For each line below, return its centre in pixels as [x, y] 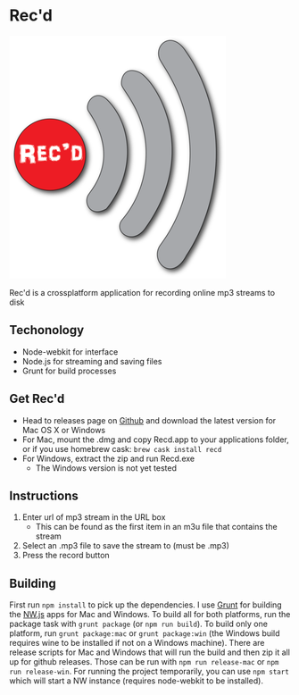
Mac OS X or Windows [63, 430]
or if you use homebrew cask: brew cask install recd [122, 448]
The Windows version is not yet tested [106, 468]
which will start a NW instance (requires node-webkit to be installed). [136, 681]
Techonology [47, 330]
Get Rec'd [37, 399]
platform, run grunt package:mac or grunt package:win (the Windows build [145, 633]
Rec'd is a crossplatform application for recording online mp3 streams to [142, 292]
